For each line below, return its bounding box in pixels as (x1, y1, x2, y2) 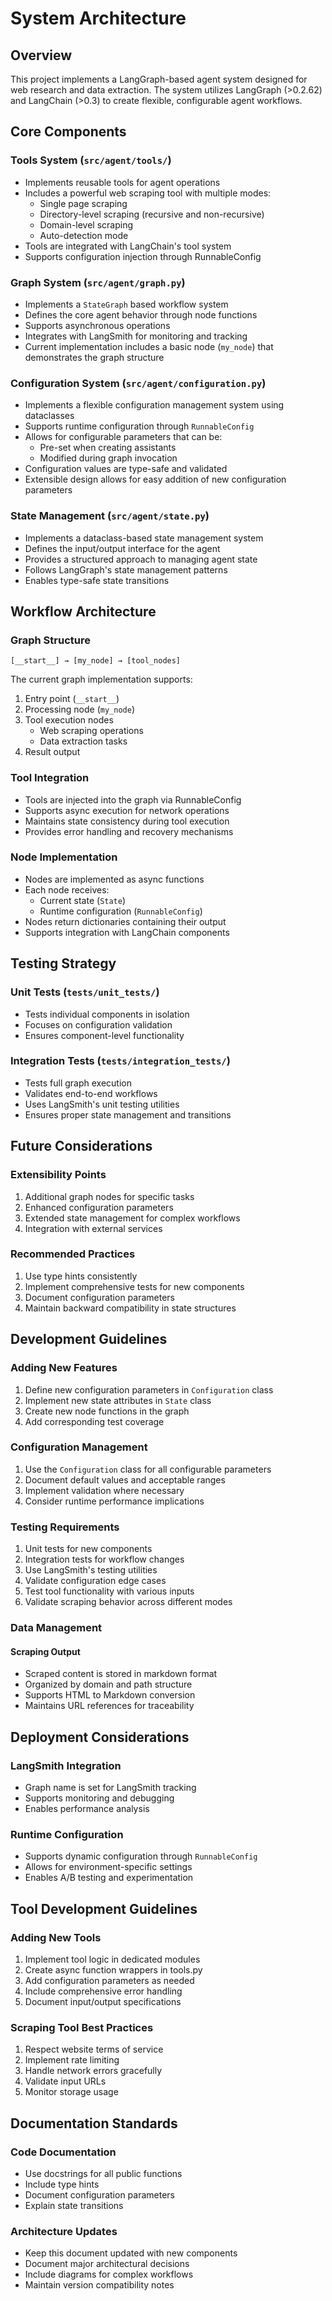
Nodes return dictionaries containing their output (24, 915, 227, 927)
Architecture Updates (10, 2224, 118, 2238)
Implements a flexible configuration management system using (24, 399, 285, 411)
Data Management (10, 1621, 103, 1635)
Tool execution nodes (24, 714, 114, 726)
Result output (24, 746, 81, 758)
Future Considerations (10, 1138, 153, 1155)
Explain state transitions (24, 2199, 124, 2211)
